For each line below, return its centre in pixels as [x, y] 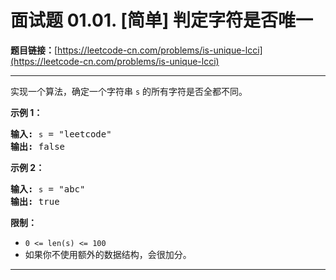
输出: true [35, 201]
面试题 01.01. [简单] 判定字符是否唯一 [161, 20]
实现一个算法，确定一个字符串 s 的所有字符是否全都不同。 [129, 91]
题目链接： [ [34, 50]
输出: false [38, 146]
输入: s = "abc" [48, 189]
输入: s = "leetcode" [61, 134]
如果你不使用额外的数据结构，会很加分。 [108, 254]
